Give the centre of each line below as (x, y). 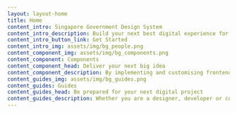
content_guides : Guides (42, 86)
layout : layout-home (38, 14)
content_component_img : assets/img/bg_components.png (88, 53)
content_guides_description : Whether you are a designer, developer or (115, 99)
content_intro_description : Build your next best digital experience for (118, 33)
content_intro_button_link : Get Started (68, 40)
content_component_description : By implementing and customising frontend (120, 72)
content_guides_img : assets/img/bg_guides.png (77, 79)
